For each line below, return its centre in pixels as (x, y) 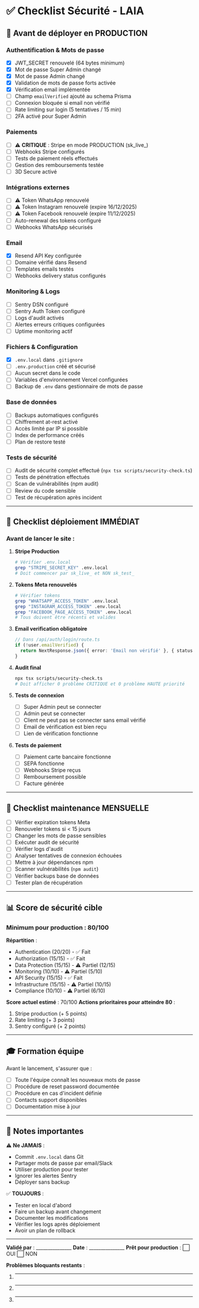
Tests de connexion (39, 695)
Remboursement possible (55, 777)
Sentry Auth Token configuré (50, 311)
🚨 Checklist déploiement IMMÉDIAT (73, 522)
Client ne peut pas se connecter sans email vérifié (85, 720)
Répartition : (22, 940)
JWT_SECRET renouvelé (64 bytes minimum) (70, 63)
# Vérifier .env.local (43, 563)
